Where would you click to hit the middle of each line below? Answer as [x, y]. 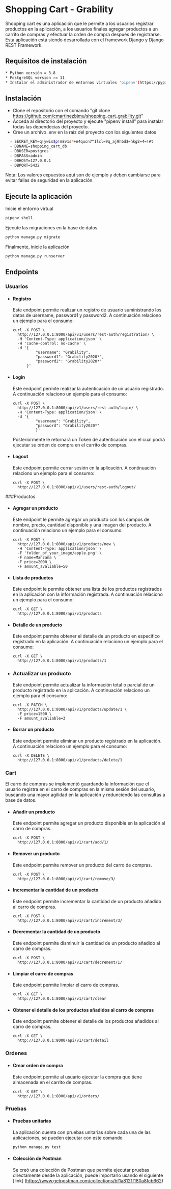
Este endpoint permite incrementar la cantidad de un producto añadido [87, 901]
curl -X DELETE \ [31, 755]
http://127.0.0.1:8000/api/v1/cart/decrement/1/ [70, 962]
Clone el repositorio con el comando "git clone [61, 111]
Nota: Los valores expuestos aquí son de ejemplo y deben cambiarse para [83, 175]
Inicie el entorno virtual [29, 209]
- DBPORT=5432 [25, 165]
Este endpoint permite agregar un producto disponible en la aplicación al [89, 823]
